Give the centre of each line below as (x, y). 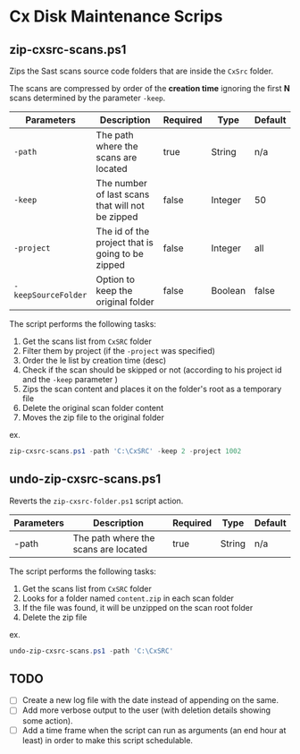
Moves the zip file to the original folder (93, 417)
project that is (125, 242)
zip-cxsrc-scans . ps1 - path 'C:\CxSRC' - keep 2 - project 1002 (125, 451)
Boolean (229, 291)
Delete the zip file (54, 617)
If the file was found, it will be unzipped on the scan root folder (137, 607)
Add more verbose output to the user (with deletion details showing (146, 710)
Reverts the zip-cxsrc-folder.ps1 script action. (96, 501)
